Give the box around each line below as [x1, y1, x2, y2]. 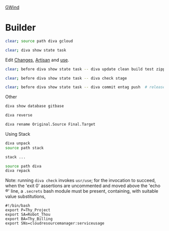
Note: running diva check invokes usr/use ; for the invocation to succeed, [5, 178, 156, 184]
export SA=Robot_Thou [5, 212, 51, 217]
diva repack [5, 168, 30, 174]
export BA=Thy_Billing [5, 216, 53, 221]
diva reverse [5, 113, 33, 118]
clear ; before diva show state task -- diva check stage [5, 76, 127, 81]
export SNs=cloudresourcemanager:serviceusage [5, 221, 105, 226]
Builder [5, 22, 36, 33]
